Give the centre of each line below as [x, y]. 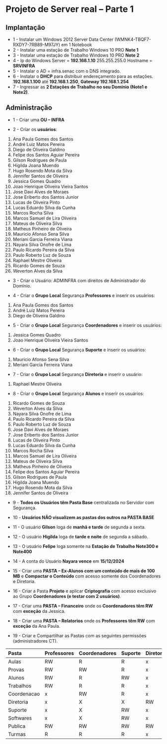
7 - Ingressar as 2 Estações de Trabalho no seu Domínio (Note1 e [80, 87]
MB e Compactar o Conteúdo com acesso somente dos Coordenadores [87, 576]
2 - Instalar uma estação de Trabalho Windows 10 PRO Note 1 [76, 50]
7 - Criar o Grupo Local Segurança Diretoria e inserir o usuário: [78, 374]
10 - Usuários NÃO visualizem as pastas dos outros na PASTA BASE [83, 517]
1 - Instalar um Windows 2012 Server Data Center [63, 39]
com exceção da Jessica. [39, 611]
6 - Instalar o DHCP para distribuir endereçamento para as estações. [83, 76]
